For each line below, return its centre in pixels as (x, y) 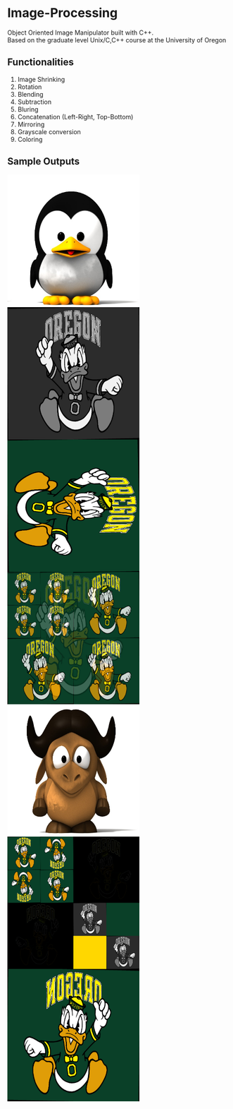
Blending (30, 94)
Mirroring (31, 124)
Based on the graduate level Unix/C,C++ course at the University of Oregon (117, 40)
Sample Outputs (44, 161)
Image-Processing (63, 13)
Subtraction (34, 102)
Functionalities (40, 62)
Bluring (28, 109)
